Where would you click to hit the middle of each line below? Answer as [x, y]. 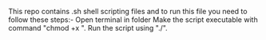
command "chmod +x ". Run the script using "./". [88, 28]
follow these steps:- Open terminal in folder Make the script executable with [133, 20]
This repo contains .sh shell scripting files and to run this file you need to [128, 11]
